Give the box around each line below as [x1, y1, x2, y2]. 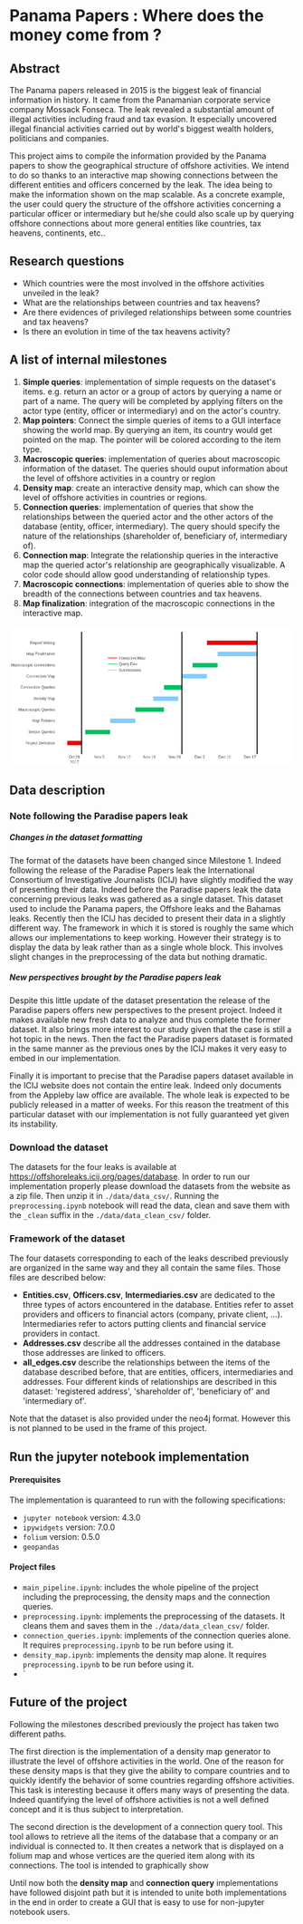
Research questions [9, 254, 125, 269]
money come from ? [9, 24, 163, 45]
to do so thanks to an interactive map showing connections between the [9, 169, 279, 180]
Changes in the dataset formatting [9, 832, 143, 843]
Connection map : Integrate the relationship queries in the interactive [22, 549, 279, 560]
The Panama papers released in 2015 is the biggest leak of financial [9, 85, 262, 95]
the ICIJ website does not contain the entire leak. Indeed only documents [9, 1079, 282, 1090]
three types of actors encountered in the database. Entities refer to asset [22, 1300, 294, 1310]
